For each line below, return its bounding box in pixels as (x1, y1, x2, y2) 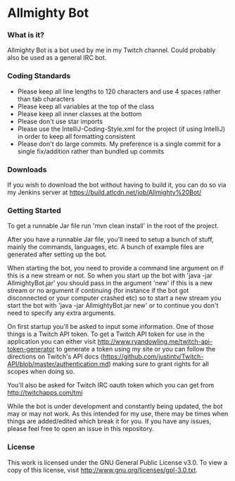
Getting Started (7, 206, 61, 215)
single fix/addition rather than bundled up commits (17, 146, 165, 156)
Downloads (7, 164, 47, 174)
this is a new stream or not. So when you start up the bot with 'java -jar (7, 271, 213, 280)
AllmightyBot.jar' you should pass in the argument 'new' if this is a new (7, 279, 213, 287)
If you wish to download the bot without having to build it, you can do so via (7, 181, 227, 189)
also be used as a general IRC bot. (7, 54, 107, 62)
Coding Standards (7, 71, 71, 81)
